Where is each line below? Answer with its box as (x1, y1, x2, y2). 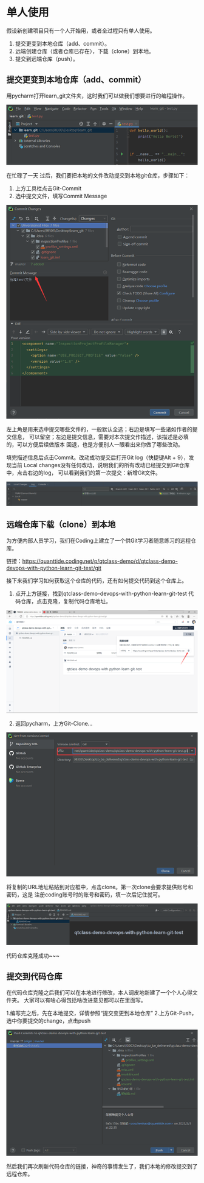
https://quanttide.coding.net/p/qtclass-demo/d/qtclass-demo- (22, 557, 178, 565)
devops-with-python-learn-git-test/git (6, 564, 101, 571)
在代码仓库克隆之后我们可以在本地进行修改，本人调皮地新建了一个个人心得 (6, 988, 192, 996)
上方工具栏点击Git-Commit (15, 184, 82, 192)
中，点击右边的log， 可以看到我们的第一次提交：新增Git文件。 (6, 469, 161, 476)
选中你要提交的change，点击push (6, 1017, 91, 1024)
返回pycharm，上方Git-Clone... (15, 720, 93, 727)
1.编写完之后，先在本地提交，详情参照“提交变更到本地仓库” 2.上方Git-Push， (6, 1009, 197, 1017)
